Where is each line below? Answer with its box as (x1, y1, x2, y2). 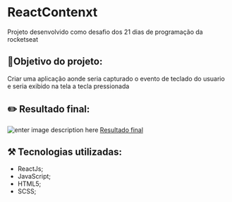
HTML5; (17, 179, 42, 188)
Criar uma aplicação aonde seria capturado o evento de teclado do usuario (7, 74, 226, 83)
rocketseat (7, 35, 39, 43)
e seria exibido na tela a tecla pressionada (7, 82, 130, 90)
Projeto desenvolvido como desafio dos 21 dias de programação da (7, 28, 203, 36)
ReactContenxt (7, 4, 98, 20)
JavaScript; (17, 172, 51, 181)
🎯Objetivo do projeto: (7, 56, 103, 68)
